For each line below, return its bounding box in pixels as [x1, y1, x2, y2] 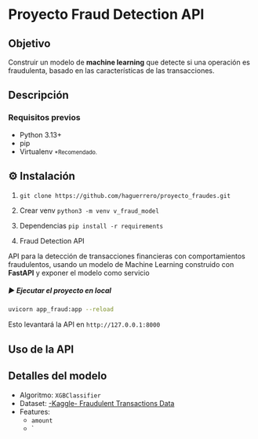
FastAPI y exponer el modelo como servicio [8, 268, 151, 277]
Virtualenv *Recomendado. [19, 147, 98, 156]
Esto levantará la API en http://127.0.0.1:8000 [8, 320, 161, 329]
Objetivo [8, 37, 51, 50]
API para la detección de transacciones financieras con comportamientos [8, 251, 245, 261]
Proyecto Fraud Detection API [8, 5, 205, 24]
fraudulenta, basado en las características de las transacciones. [8, 66, 215, 75]
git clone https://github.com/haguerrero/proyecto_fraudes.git [19, 192, 231, 199]
